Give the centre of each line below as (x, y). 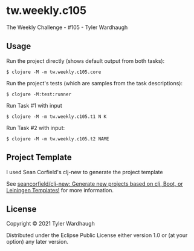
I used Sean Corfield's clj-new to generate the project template (85, 172)
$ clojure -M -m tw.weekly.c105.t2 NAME (58, 139)
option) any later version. (37, 242)
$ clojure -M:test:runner (39, 94)
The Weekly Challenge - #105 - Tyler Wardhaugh (67, 27)
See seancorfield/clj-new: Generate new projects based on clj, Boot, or (95, 184)
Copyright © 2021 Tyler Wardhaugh (50, 224)
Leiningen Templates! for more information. (60, 190)
